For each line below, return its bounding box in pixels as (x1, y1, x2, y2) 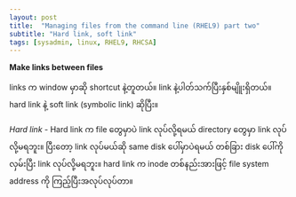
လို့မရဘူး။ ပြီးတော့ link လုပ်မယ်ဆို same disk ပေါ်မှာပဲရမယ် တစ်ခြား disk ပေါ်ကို (9, 141, 284, 152)
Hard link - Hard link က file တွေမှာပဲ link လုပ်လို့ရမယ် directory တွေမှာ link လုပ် (9, 124, 287, 135)
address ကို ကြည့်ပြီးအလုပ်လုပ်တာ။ (9, 176, 133, 186)
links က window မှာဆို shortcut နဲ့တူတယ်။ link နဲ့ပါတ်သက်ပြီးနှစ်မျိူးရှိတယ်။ (9, 82, 272, 93)
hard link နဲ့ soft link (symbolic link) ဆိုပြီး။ (9, 99, 158, 110)
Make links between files (9, 62, 104, 73)
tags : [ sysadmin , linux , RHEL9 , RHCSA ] (9, 37, 157, 47)
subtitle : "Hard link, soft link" (9, 29, 138, 38)
